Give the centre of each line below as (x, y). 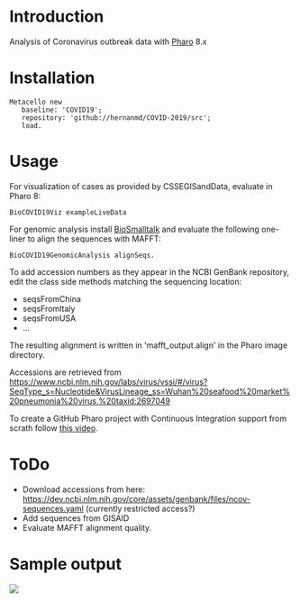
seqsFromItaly (49, 308)
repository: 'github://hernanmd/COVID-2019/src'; (116, 118)
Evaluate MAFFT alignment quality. (87, 527)
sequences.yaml (53, 508)
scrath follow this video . (54, 428)
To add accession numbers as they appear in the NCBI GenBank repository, (150, 271)
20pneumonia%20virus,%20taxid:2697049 (90, 401)
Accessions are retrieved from (65, 372)
